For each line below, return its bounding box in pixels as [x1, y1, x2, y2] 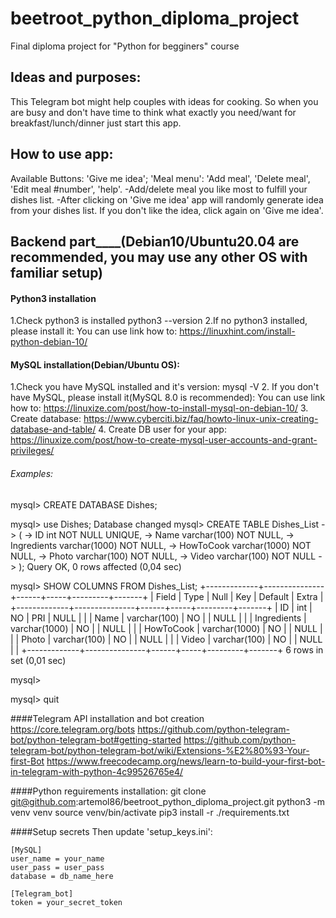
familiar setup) [10, 264, 104, 281]
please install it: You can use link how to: [10, 325, 178, 337]
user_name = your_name [10, 853, 105, 864]
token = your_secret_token [10, 897, 123, 907]
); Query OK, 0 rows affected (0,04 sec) [18, 560, 182, 572]
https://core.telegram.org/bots [10, 723, 136, 735]
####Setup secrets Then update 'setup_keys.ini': [10, 825, 213, 837]
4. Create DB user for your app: [98, 423, 227, 436]
